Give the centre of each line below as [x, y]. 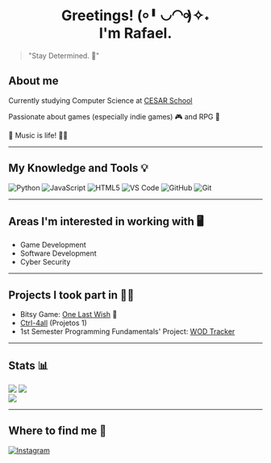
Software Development [58, 253]
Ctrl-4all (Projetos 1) [53, 323]
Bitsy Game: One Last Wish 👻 [69, 315]
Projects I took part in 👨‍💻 [71, 295]
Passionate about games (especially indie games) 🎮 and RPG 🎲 [114, 116]
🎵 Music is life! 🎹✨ [38, 135]
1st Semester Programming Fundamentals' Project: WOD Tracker [127, 332]
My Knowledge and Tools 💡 [78, 168]
